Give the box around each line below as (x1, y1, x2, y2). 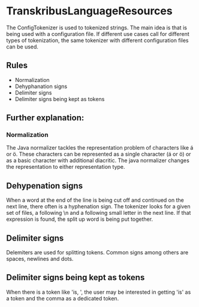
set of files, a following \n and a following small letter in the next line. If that (6, 209, 191, 217)
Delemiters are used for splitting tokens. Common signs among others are (6, 249, 189, 256)
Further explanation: (6, 113, 85, 123)
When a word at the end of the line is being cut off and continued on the (6, 196, 184, 204)
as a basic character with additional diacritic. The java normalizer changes (6, 157, 190, 164)
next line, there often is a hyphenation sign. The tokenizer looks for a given (6, 203, 191, 210)
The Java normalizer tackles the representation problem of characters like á (6, 144, 194, 151)
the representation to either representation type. (6, 163, 125, 171)
